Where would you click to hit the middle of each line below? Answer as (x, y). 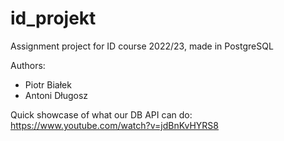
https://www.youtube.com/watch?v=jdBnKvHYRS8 (115, 125)
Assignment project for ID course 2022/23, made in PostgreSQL (142, 46)
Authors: (28, 65)
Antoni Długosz (56, 95)
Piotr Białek (48, 84)
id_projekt (53, 18)
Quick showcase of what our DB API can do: (101, 114)
